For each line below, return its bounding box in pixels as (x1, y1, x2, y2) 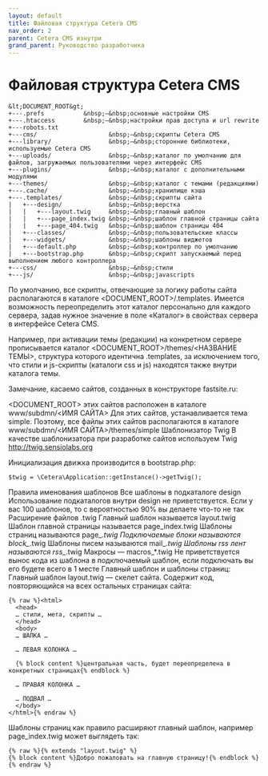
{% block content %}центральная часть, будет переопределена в (15, 660, 230, 668)
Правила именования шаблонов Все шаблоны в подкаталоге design (8, 487, 242, 497)
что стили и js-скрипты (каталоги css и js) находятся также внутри (8, 360, 238, 370)
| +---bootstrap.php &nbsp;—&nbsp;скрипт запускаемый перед (8, 250, 242, 258)
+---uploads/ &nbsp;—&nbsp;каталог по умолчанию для (8, 152, 242, 160)
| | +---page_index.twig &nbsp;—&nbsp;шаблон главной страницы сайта (8, 215, 260, 223)
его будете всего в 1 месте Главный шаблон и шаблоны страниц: (8, 564, 230, 574)
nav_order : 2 (8, 26, 52, 34)
